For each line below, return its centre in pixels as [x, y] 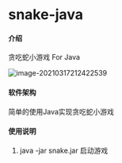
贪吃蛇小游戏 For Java [44, 57]
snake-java [46, 15]
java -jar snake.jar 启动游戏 [64, 150]
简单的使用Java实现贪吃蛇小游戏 [61, 111]
